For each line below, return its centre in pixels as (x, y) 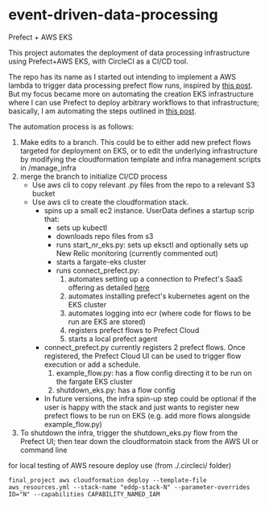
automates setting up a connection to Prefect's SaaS (155, 278)
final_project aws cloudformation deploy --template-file (108, 480)
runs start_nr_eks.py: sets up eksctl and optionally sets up (152, 245)
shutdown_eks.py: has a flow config (116, 390)
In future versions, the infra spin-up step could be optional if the (150, 398)
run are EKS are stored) (107, 321)
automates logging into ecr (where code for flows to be (159, 313)
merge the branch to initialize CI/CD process (93, 176)
